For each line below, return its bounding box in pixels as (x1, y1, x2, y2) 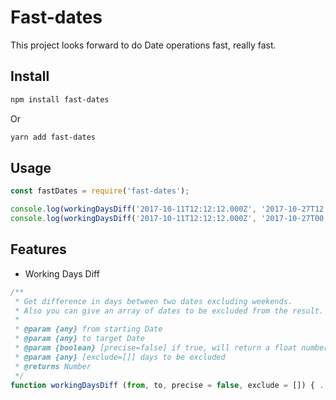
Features (10, 241, 67, 258)
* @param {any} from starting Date (14, 324, 163, 335)
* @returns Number (14, 361, 92, 371)
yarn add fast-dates (10, 132, 97, 142)
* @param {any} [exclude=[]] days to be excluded (14, 352, 226, 362)
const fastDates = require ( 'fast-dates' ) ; (10, 186, 190, 196)
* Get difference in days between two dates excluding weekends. (14, 296, 293, 306)
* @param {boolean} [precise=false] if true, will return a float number (14, 343, 329, 353)
